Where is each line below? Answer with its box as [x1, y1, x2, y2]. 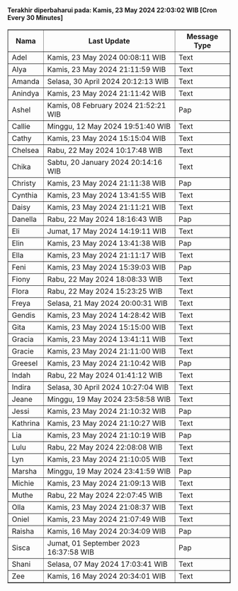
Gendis [11, 310, 35, 320]
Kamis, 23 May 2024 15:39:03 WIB [47, 262, 166, 272]
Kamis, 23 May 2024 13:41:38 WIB [47, 238, 166, 248]
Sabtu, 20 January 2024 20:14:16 [47, 157, 163, 167]
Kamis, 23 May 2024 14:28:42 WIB [47, 310, 166, 320]
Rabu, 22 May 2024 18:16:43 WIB [47, 214, 163, 224]
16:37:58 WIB [47, 548, 94, 558]
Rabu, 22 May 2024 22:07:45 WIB [47, 491, 163, 501]
